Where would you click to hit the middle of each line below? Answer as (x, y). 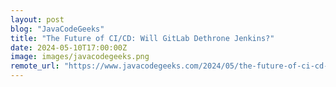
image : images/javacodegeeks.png (80, 57)
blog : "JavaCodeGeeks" (57, 29)
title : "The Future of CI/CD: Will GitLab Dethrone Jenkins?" (142, 38)
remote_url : (35, 66)
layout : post (37, 19)
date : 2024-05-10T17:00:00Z (69, 47)
